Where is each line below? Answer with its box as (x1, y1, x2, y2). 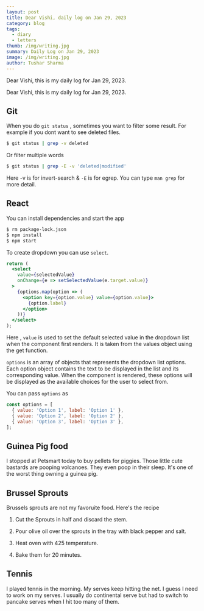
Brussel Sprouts (6, 488, 69, 498)
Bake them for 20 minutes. (15, 551, 82, 558)
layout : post (6, 9, 40, 15)
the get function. (6, 347, 48, 354)
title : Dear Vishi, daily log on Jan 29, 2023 (6, 15, 127, 21)
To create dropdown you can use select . (6, 249, 109, 256)
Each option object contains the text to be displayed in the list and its (6, 365, 179, 372)
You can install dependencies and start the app (6, 214, 125, 222)
